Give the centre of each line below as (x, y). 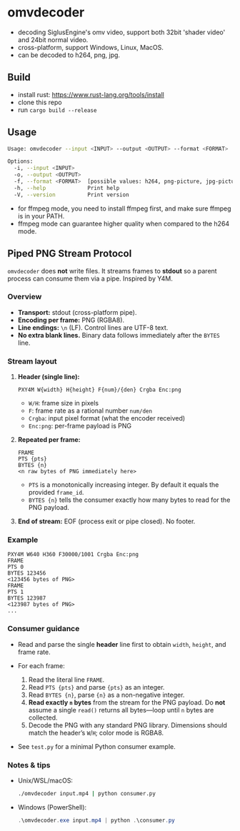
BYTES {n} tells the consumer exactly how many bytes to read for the (129, 500)
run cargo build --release (57, 110)
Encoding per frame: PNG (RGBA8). (71, 320)
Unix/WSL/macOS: (45, 780)
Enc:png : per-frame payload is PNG (80, 426)
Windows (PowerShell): (52, 807)
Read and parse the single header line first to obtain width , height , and (122, 644)
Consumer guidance (44, 629)
